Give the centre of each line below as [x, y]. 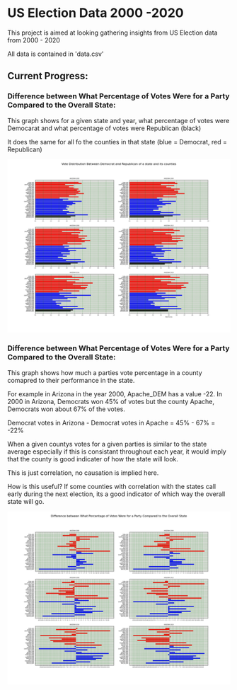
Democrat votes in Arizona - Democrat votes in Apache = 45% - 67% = [111, 422]
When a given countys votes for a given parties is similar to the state [107, 444]
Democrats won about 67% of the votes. [67, 409]
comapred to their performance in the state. [71, 380]
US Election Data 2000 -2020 [96, 13]
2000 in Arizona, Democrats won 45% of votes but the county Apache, [111, 401]
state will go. [26, 501]
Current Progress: [48, 76]
